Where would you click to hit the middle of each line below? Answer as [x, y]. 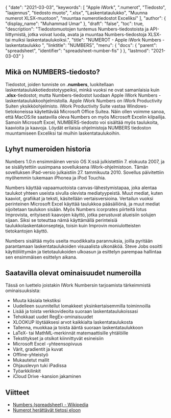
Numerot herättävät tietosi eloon [46, 410]
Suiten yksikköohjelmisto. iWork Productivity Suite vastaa [66, 106]
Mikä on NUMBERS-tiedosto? [53, 72]
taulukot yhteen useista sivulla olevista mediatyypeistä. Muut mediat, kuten [84, 193]
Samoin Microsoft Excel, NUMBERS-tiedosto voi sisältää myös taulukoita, [82, 122]
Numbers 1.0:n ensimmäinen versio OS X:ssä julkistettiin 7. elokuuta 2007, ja [85, 161]
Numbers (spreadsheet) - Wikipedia [50, 405]
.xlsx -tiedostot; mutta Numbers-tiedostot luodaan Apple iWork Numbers [81, 95]
